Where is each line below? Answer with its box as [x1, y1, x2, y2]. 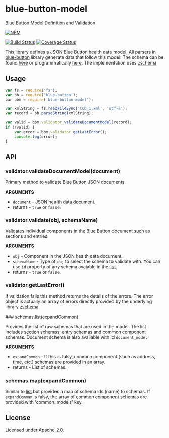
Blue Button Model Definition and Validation [5, 20, 96, 26]
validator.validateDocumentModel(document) [5, 167, 120, 174]
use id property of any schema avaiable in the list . [12, 264, 117, 270]
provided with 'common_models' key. [5, 399, 83, 405]
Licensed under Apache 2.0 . [5, 427, 64, 433]
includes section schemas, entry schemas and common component [5, 329, 146, 335]
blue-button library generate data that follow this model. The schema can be [5, 54, 164, 60]
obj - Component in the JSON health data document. [12, 253, 123, 259]
